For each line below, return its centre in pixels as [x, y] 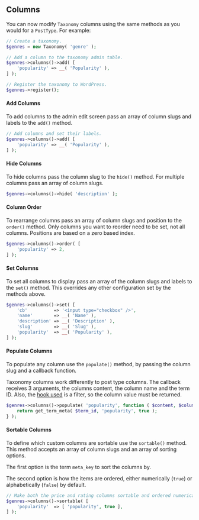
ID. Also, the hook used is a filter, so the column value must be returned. [94, 394]
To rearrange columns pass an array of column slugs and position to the [94, 220]
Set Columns [22, 268]
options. [16, 456]
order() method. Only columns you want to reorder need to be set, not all [96, 227]
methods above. [26, 294]
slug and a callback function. [41, 370]
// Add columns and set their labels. [54, 134]
